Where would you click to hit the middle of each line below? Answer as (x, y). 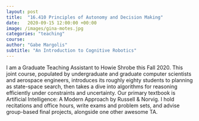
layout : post (22, 12)
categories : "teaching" (36, 34)
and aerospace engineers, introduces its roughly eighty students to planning (99, 80)
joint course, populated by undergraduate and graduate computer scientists (99, 74)
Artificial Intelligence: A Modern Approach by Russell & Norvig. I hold (90, 99)
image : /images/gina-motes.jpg (45, 28)
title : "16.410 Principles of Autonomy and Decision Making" (85, 17)
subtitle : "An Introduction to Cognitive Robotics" (71, 51)
